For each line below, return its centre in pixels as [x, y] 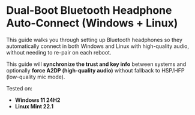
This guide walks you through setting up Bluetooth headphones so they [94, 40]
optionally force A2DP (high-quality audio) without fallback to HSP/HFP [95, 70]
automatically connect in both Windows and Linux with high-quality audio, [98, 46]
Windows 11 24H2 [37, 100]
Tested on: [19, 88]
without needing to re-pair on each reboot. [59, 52]
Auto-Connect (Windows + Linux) [92, 23]
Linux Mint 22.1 [34, 106]
